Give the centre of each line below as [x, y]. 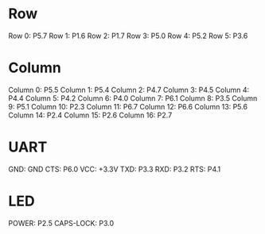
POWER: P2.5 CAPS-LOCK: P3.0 [61, 223]
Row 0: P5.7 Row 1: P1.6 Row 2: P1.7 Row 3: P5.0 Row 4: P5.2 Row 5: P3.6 [128, 36]
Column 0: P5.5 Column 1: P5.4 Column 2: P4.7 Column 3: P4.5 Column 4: [129, 90]
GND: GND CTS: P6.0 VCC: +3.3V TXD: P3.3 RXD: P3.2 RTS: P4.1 [115, 169]
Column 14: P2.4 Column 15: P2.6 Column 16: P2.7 [90, 115]
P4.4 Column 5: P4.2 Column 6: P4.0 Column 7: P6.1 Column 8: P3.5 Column [133, 98]
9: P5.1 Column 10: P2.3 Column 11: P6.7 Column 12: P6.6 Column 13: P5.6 [128, 106]
